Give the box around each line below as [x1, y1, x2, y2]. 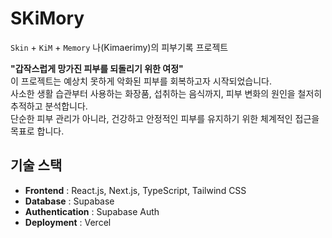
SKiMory [10, 7, 85, 30]
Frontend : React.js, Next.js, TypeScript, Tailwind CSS [24, 184, 247, 196]
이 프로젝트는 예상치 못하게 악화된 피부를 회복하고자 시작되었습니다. [10, 75, 272, 87]
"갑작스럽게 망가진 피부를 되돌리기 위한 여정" [10, 62, 184, 74]
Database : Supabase [24, 195, 115, 207]
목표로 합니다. [10, 125, 65, 137]
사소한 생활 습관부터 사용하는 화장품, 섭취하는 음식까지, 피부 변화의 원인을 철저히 [10, 87, 323, 99]
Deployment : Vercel [24, 216, 112, 228]
